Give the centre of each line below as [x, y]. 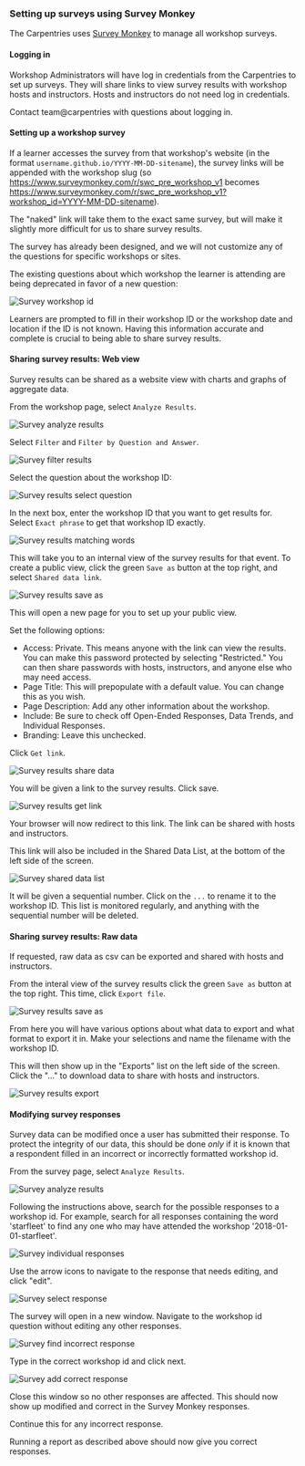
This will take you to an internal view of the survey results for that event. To [150, 557]
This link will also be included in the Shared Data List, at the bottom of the [147, 850]
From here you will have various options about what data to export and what [152, 1029]
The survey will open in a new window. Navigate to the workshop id [136, 1316]
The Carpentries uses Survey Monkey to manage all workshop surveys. [143, 34]
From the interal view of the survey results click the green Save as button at [151, 984]
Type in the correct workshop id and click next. [98, 1361]
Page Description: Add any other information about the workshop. [146, 706]
